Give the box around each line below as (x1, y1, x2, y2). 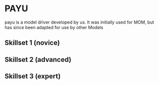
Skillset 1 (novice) (4, 39, 60, 47)
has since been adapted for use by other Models (4, 24, 104, 30)
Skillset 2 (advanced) (4, 55, 72, 64)
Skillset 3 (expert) (4, 72, 61, 81)
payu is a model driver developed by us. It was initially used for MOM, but (4, 19, 154, 25)
